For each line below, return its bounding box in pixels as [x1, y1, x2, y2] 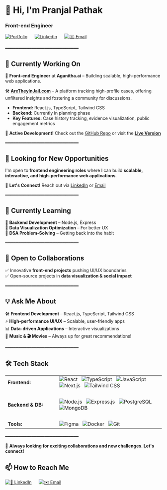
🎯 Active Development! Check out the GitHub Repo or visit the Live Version [5, 130, 161, 136]
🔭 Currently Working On [5, 60, 81, 68]
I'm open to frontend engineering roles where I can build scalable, [5, 167, 143, 173]
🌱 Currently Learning [5, 206, 71, 215]
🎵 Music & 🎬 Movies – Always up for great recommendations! [5, 333, 132, 339]
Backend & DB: [7, 402, 43, 409]
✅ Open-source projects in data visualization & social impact [5, 273, 132, 279]
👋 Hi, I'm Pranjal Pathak [5, 4, 103, 16]
